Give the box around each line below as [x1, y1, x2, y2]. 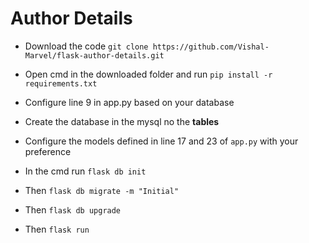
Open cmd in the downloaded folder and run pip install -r [24, 68, 273, 80]
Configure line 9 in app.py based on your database [24, 96, 235, 108]
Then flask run [24, 223, 90, 235]
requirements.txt [24, 78, 98, 89]
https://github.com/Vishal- [152, 42, 270, 52]
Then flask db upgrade [24, 203, 122, 216]
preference [24, 145, 72, 157]
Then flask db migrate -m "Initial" [24, 184, 180, 196]
